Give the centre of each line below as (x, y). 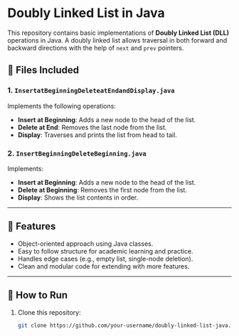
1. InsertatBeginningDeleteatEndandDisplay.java (91, 90)
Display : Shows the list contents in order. (78, 197)
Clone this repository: (49, 312)
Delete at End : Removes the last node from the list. (92, 127)
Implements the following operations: (62, 106)
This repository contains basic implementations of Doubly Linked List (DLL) (118, 33)
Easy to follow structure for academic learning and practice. (105, 251)
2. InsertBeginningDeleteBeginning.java (77, 153)
